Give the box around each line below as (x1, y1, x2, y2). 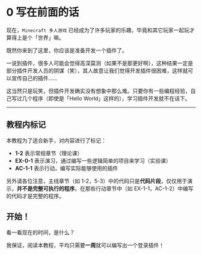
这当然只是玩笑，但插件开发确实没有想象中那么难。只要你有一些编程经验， (6, 87, 191, 94)
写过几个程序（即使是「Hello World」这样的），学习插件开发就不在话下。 (11, 94, 191, 102)
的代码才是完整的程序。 (6, 192, 64, 199)
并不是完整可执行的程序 (17, 184, 75, 192)
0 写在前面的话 (6, 5, 79, 19)
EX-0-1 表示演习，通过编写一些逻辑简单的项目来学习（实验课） (14, 157, 171, 164)
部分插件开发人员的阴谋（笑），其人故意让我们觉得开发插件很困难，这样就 (6, 67, 188, 74)
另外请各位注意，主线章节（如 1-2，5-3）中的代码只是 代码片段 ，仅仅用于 (6, 177, 188, 184)
